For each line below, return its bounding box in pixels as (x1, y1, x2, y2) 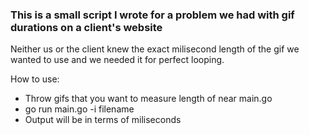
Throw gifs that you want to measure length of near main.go (24, 93, 273, 105)
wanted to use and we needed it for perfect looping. (10, 54, 225, 66)
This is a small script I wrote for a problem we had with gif (10, 8, 295, 22)
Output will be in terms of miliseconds (24, 114, 182, 126)
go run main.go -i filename (24, 103, 135, 115)
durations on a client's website (10, 20, 163, 34)
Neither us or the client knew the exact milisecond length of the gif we (10, 43, 300, 55)
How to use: (10, 73, 60, 85)
